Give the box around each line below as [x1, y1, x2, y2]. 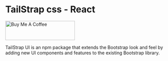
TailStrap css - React [5, 4, 96, 15]
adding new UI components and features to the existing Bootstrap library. [5, 50, 160, 56]
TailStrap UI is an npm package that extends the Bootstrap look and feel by [5, 44, 163, 50]
